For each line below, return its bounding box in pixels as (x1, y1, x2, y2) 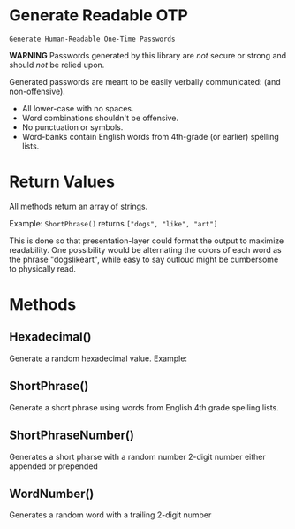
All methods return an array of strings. (9, 201, 148, 211)
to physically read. (9, 263, 77, 274)
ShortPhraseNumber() (9, 428, 135, 443)
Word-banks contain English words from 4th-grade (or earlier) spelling (21, 131, 280, 142)
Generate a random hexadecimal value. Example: (9, 353, 188, 364)
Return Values (9, 172, 115, 192)
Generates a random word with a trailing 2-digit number (9, 510, 212, 520)
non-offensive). (9, 86, 66, 96)
